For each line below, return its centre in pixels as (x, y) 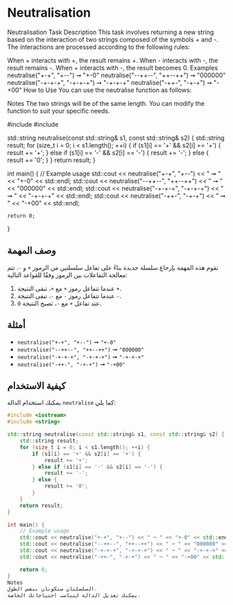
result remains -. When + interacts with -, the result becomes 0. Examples (113, 68)
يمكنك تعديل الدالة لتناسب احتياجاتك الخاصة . (74, 596)
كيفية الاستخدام (36, 385)
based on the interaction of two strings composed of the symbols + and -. (113, 39)
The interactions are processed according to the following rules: (99, 47)
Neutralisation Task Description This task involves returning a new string (111, 32)
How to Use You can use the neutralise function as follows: (107, 90)
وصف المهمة (32, 251)
